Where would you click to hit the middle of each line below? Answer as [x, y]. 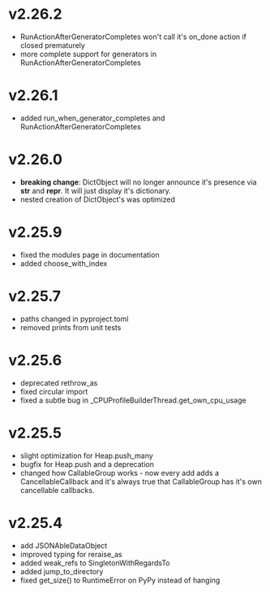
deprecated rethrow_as [59, 382]
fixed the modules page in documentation [90, 255]
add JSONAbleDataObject [64, 545]
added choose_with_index [64, 263]
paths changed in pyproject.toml [74, 319]
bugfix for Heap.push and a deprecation [87, 464]
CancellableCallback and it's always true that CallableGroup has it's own [141, 482]
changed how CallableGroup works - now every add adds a [120, 473]
